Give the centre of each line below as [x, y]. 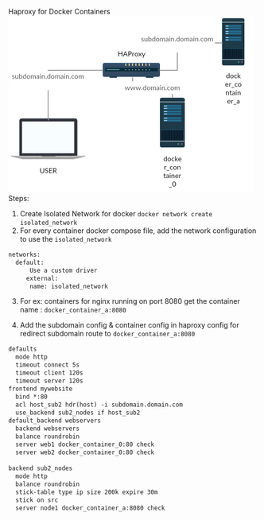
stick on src [37, 500]
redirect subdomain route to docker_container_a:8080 [107, 334]
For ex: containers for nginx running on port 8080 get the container [130, 301]
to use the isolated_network [66, 239]
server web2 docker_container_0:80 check [85, 452]
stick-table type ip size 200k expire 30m [87, 492]
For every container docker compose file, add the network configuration [138, 231]
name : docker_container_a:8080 [73, 310]
